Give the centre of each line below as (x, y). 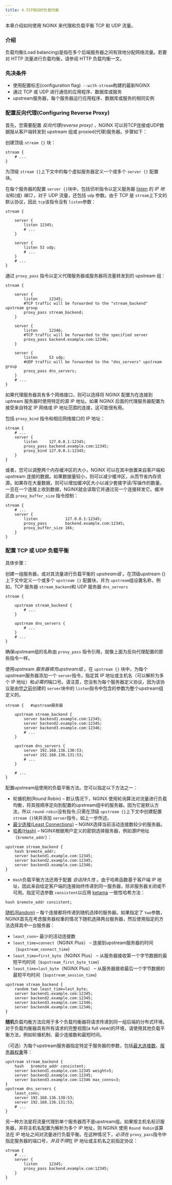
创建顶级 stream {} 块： (31, 143)
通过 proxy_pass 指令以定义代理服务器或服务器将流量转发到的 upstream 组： (85, 275)
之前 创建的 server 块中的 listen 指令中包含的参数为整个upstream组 (93, 688)
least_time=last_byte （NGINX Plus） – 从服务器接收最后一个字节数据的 (89, 968)
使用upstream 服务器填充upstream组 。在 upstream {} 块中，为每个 (77, 669)
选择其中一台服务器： (32, 925)
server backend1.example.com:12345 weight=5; (64, 1071)
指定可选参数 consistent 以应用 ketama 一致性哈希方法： (86, 892)
